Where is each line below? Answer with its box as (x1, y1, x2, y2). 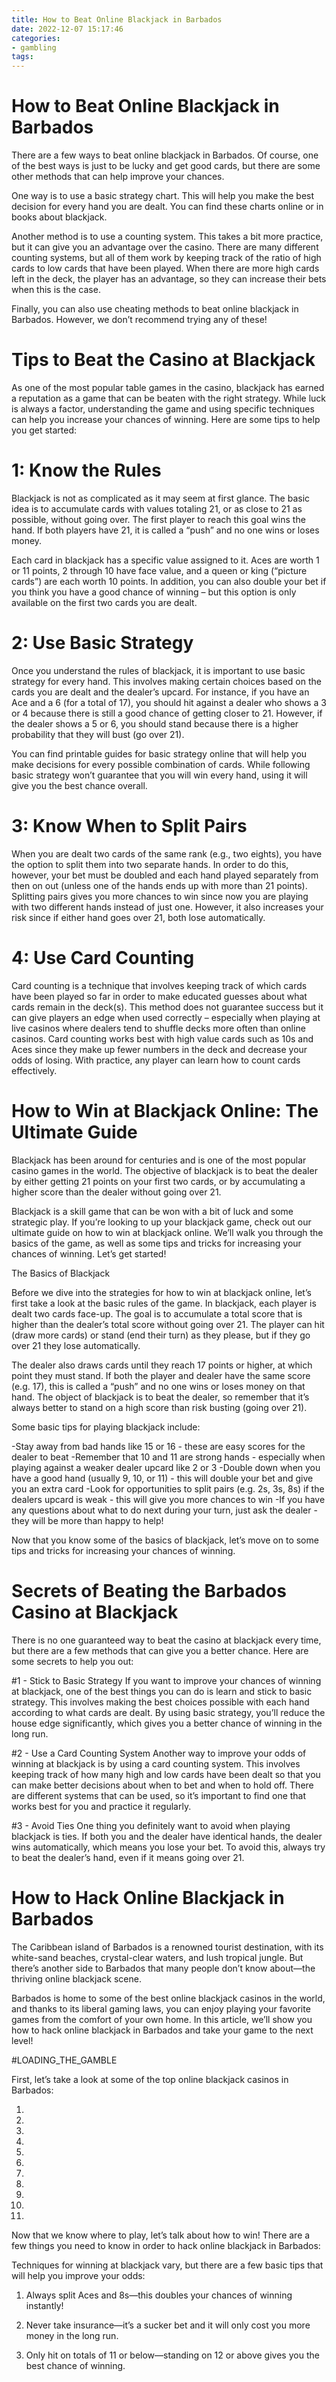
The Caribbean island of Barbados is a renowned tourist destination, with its (11, 1941, 324, 1953)
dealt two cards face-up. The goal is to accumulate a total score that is (11, 1307, 303, 1320)
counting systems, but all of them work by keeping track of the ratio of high (11, 252, 322, 264)
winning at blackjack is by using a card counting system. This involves (11, 1757, 301, 1770)
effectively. (11, 1064, 58, 1076)
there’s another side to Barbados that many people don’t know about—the (11, 1962, 316, 1974)
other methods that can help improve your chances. (11, 171, 225, 183)
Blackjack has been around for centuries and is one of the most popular (11, 1154, 307, 1166)
